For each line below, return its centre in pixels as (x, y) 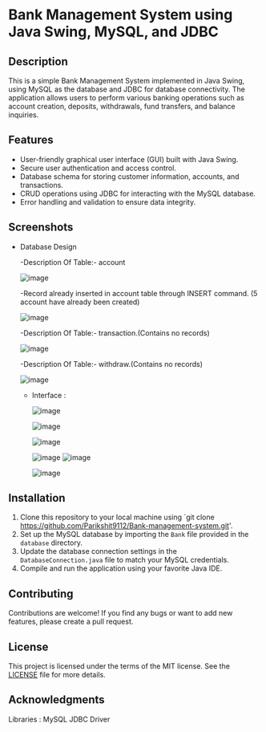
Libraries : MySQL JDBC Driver (59, 719)
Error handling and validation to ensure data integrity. (108, 201)
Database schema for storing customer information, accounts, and (129, 176)
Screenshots (41, 228)
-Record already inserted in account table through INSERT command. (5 (139, 293)
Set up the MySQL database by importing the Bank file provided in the (134, 535)
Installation (37, 498)
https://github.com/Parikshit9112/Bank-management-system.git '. (126, 526)
